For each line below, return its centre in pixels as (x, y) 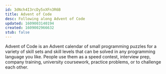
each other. (17, 67)
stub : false (17, 32)
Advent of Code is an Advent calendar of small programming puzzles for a (81, 46)
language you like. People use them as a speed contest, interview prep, (78, 57)
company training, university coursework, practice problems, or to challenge (83, 62)
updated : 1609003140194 (30, 23)
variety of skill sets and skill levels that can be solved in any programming (80, 51)
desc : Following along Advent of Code (45, 19)
